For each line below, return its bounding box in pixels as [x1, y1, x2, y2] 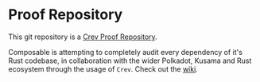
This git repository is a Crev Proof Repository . [8, 32, 157, 41]
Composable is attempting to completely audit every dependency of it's [8, 47, 243, 57]
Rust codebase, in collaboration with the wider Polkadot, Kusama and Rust [8, 56, 252, 65]
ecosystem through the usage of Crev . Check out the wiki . [8, 64, 199, 73]
